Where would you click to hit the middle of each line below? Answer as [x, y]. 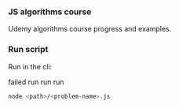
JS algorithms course [50, 12]
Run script [28, 50]
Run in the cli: [30, 66]
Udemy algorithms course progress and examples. [90, 29]
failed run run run [36, 82]
